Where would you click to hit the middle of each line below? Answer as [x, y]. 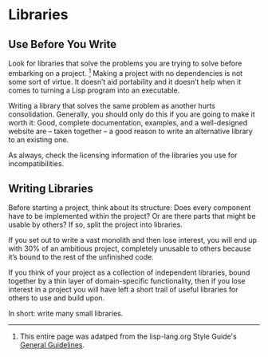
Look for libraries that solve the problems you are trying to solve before [125, 63]
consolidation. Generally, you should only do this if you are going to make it [132, 114]
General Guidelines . [52, 345]
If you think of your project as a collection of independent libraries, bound [129, 272]
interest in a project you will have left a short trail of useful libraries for [123, 290]
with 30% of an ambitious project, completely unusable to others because [130, 248]
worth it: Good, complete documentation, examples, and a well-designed [128, 122]
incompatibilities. [36, 163]
